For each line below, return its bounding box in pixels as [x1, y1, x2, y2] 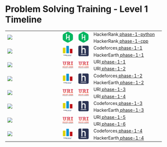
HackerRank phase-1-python [93, 31, 155, 37]
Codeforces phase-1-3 [93, 100, 143, 106]
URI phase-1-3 [93, 87, 126, 93]
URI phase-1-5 [93, 114, 126, 120]
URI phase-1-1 [93, 59, 126, 65]
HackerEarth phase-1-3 [93, 107, 144, 113]
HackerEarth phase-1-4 [93, 135, 144, 141]
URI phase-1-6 [93, 121, 126, 127]
